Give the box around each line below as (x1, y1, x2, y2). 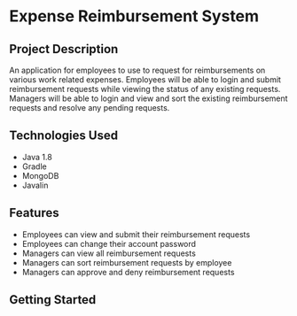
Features (9, 205, 59, 220)
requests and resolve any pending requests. (9, 103, 170, 112)
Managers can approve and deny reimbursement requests (21, 266, 235, 277)
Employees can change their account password (21, 238, 197, 249)
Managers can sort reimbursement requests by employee (21, 257, 232, 267)
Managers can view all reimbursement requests (21, 248, 197, 258)
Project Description (9, 42, 119, 57)
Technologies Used (9, 128, 118, 143)
